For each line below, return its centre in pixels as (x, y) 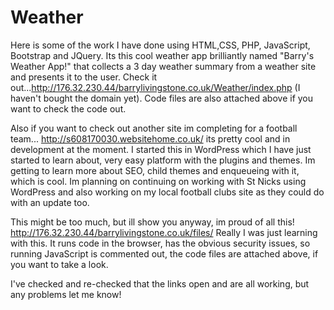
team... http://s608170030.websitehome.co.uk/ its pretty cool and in (150, 138)
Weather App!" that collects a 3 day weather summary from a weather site (163, 66)
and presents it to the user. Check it (84, 77)
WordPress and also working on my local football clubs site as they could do (167, 192)
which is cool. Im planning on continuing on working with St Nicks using (158, 181)
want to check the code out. (68, 108)
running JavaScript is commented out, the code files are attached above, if (164, 253)
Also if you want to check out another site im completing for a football (154, 128)
